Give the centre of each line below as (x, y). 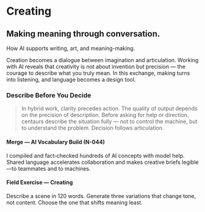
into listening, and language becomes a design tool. (71, 79)
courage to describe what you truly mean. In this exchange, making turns (98, 73)
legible (190, 162)
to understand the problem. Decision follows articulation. (92, 128)
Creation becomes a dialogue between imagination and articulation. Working (103, 60)
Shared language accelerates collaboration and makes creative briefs (94, 162)
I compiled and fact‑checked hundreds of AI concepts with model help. (95, 155)
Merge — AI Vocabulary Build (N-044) (56, 142)
